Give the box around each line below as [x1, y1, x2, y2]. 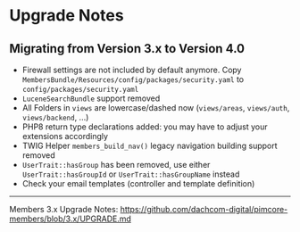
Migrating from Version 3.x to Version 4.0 [9, 41, 246, 56]
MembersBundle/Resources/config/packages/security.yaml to [21, 74, 244, 85]
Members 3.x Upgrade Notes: [9, 204, 119, 214]
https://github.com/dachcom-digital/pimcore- [120, 204, 288, 214]
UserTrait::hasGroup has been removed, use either [21, 160, 211, 170]
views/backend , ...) [21, 112, 89, 122]
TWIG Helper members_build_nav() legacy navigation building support [21, 140, 279, 151]
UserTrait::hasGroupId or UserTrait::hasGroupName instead [21, 169, 240, 179]
